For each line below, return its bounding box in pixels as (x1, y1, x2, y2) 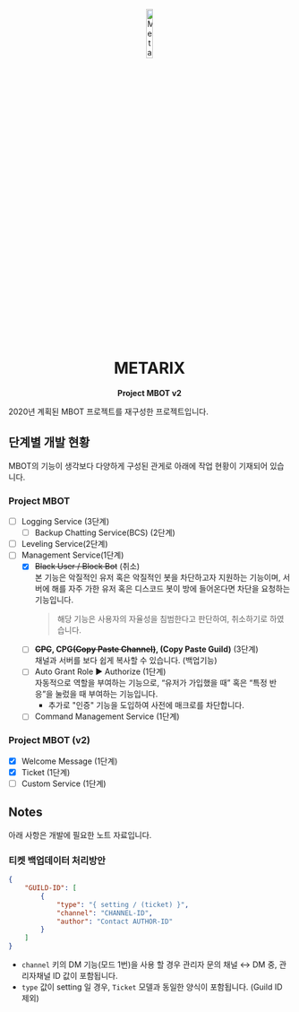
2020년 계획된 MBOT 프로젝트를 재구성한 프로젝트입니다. (8, 406, 209, 417)
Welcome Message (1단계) (21, 756, 118, 766)
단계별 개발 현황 (8, 435, 90, 450)
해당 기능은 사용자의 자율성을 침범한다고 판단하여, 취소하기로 (56, 614, 268, 625)
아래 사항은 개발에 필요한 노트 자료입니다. (8, 829, 152, 840)
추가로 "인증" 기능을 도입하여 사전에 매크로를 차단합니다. (47, 700, 245, 711)
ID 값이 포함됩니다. (52, 971, 118, 982)
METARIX (114, 359, 185, 378)
